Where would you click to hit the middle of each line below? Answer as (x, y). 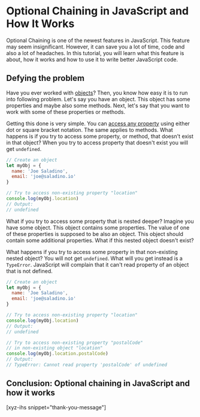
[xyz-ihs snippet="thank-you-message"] (56, 407)
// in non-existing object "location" (54, 348)
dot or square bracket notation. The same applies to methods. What (90, 129)
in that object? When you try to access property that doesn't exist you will (97, 143)
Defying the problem (46, 78)
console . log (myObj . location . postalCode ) (57, 354)
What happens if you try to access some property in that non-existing (92, 252)
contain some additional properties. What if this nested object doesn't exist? (100, 240)
